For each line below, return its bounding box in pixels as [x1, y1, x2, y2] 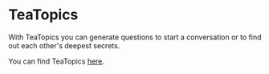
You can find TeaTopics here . [8, 56, 105, 66]
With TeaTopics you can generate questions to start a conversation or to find [8, 32, 262, 42]
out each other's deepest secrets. [8, 40, 120, 50]
